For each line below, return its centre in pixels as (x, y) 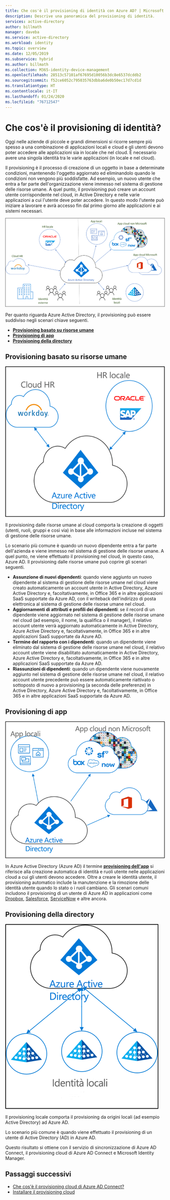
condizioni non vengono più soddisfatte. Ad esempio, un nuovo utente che (83, 178)
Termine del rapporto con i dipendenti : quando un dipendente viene (84, 642)
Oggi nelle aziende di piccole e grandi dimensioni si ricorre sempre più (79, 142)
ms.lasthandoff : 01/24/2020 (35, 97)
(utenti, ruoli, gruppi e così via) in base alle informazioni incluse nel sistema (83, 530)
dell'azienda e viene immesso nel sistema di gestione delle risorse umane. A (85, 551)
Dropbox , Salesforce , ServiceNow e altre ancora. (56, 898)
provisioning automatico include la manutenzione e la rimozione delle (77, 882)
